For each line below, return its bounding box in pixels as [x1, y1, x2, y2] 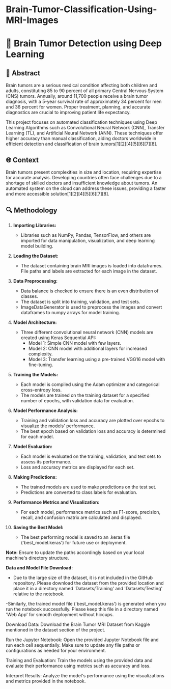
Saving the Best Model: [13, 524, 64, 530]
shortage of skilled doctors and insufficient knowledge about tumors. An [6, 180, 158, 186]
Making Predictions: [13, 474, 58, 480]
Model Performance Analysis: [13, 407, 78, 414]
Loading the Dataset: [13, 253, 59, 259]
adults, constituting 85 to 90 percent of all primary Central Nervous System [6, 88, 164, 94]
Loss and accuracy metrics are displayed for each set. [20, 464, 135, 470]
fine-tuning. [28, 362, 53, 368]
